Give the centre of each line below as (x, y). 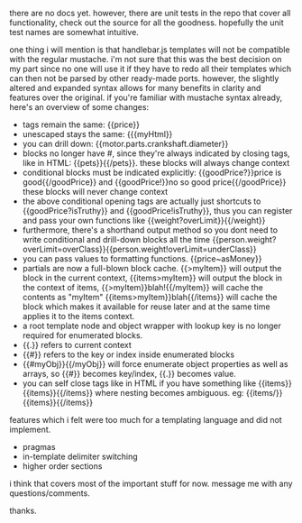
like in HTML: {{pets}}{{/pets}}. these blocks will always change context (156, 163)
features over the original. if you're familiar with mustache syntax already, (146, 97)
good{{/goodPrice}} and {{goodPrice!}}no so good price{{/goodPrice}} (154, 182)
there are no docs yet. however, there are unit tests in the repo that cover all (150, 13)
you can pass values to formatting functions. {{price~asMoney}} (142, 259)
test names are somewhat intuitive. (74, 32)
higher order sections (62, 466)
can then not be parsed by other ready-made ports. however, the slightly (144, 78)
